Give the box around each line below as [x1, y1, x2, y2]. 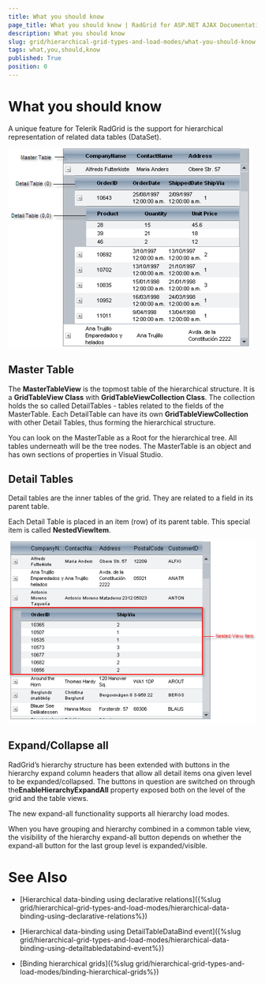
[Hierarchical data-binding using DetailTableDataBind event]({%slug [19, 926, 241, 936]
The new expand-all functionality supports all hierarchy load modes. [8, 809, 230, 818]
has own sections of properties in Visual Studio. [8, 450, 163, 459]
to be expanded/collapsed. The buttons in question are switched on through [8, 776, 256, 786]
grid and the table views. [8, 793, 89, 803]
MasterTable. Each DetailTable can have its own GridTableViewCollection [8, 409, 248, 418]
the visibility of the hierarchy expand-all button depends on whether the [8, 832, 242, 842]
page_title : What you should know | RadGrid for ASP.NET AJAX [8, 21, 217, 29]
